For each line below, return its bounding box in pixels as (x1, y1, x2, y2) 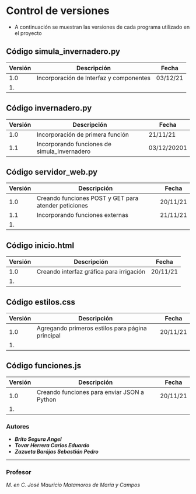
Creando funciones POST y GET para (37, 194, 139, 202)
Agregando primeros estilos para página (37, 324, 147, 332)
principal (37, 331, 61, 340)
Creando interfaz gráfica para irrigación (37, 268, 146, 276)
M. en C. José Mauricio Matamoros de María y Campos (6, 481, 141, 489)
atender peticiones (37, 202, 89, 210)
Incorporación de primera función (37, 130, 129, 139)
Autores (6, 422, 30, 430)
